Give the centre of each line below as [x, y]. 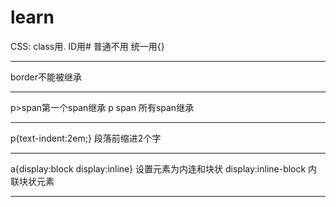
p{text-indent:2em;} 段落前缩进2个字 [86, 138]
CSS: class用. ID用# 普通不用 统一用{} [87, 46]
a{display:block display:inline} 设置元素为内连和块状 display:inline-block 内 [164, 168]
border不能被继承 [46, 77]
